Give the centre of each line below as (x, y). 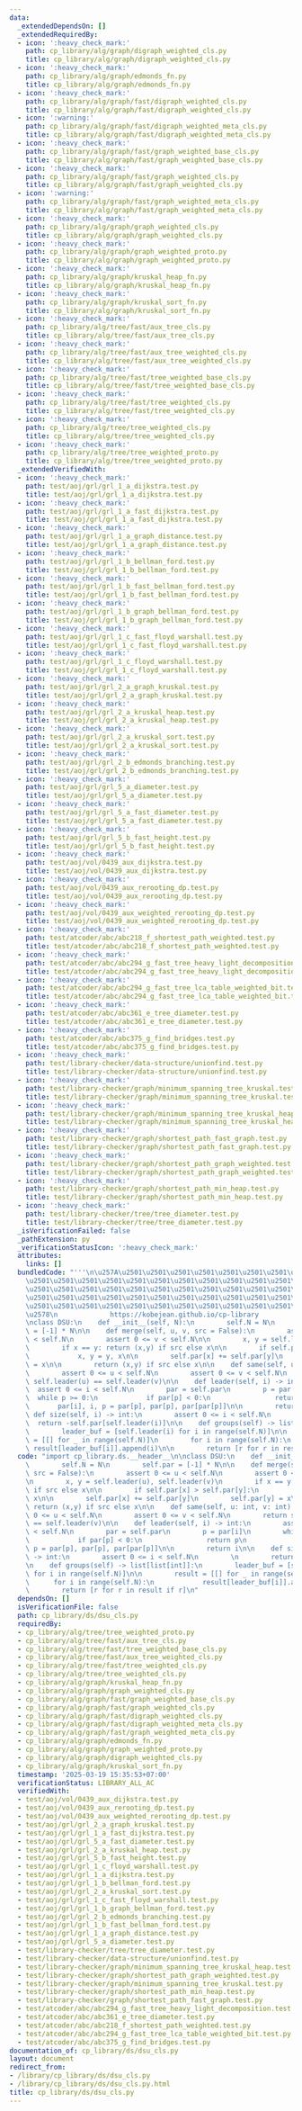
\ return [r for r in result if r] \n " (112, 1590)
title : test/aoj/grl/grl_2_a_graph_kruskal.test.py (124, 695)
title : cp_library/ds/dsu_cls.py (72, 2092)
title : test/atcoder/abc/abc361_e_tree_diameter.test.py (134, 1021)
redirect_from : (38, 2067)
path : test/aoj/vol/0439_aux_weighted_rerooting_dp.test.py (140, 913)
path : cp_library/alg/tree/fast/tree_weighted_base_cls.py (138, 377)
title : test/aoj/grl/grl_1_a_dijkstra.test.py (114, 494)
